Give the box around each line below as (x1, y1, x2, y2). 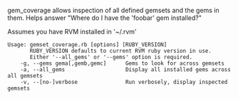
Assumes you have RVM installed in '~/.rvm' (7, 28, 137, 36)
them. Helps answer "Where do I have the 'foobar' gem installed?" (7, 14, 202, 22)
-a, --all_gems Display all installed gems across (20, 66, 232, 73)
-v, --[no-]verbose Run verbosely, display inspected (20, 78, 228, 85)
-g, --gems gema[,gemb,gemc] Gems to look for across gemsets (20, 60, 224, 67)
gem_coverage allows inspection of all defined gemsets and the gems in (7, 6, 219, 14)
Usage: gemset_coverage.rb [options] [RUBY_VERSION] (7, 41, 167, 48)
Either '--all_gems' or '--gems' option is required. (29, 53, 193, 61)
